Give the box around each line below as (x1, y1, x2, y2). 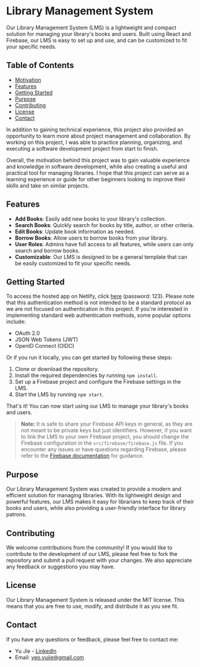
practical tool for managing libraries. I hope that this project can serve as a (6, 169, 189, 176)
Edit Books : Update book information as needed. (14, 228, 136, 235)
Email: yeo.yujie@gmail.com (14, 653, 85, 661)
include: (6, 318, 26, 325)
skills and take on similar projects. (6, 182, 90, 189)
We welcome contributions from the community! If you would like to (6, 544, 173, 551)
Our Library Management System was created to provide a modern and (6, 485, 182, 492)
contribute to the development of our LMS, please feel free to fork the (6, 550, 178, 557)
